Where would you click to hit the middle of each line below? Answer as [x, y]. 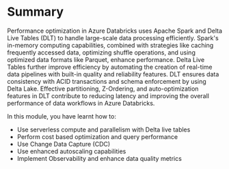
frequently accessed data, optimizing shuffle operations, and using [102, 52]
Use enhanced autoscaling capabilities [71, 151]
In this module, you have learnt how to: [62, 116]
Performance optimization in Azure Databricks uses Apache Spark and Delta [115, 31]
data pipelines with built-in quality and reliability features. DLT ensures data [113, 74]
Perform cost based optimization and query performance [97, 136]
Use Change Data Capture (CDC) [64, 144]
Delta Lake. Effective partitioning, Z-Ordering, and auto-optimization [103, 89]
